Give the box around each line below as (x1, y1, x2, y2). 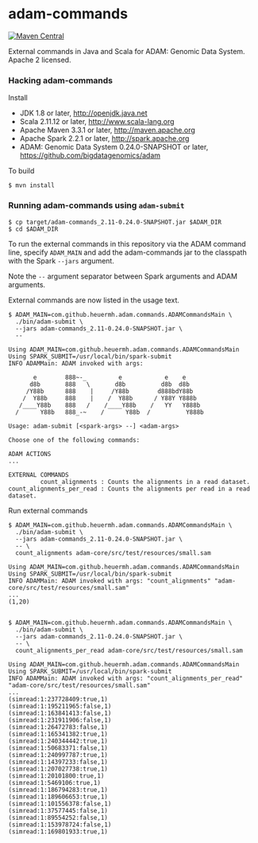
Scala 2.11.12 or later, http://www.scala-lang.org (19, 117, 175, 127)
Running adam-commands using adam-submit (8, 200, 185, 211)
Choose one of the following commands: (8, 435, 141, 444)
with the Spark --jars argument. (8, 256, 115, 265)
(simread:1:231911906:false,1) (8, 716, 112, 724)
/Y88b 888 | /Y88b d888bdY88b (25, 387, 194, 395)
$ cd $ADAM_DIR (8, 224, 59, 233)
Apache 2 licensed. (8, 55, 71, 64)
